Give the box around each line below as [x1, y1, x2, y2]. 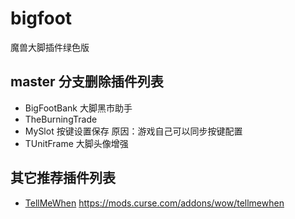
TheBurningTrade [24, 113, 98, 125]
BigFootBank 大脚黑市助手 [24, 102, 133, 114]
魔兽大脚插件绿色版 [10, 41, 90, 53]
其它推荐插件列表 [10, 170, 116, 187]
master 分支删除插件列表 [10, 73, 164, 91]
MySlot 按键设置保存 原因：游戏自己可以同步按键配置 [24, 125, 243, 137]
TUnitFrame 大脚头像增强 [24, 137, 129, 149]
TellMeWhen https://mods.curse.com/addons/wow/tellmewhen [24, 197, 285, 209]
